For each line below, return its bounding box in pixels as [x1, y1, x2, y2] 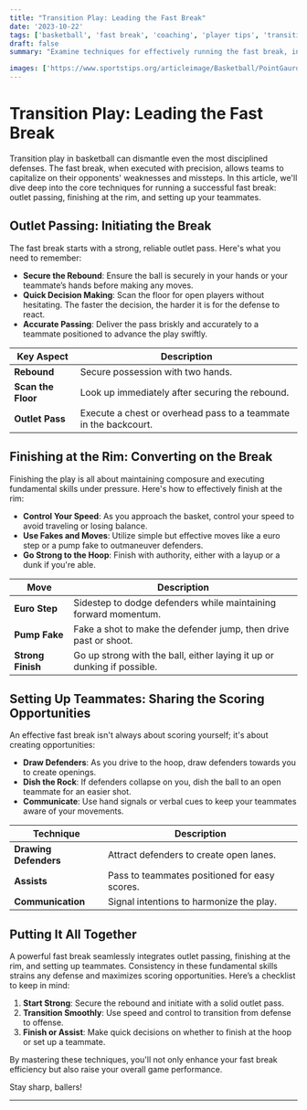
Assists [14, 875, 48, 888]
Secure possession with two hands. [79, 365, 233, 378]
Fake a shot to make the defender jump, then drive [73, 623, 290, 635]
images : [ [9, 64, 48, 73]
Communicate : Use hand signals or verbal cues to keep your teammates [22, 796, 297, 807]
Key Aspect [16, 349, 69, 362]
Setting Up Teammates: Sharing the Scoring [9, 691, 265, 707]
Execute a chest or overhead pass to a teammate [79, 406, 291, 419]
